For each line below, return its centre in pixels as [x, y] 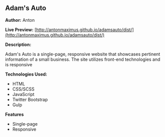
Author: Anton [20, 20]
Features [14, 114]
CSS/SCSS [23, 89]
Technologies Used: [26, 74]
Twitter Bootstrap [30, 99]
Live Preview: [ [21, 30]
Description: [18, 45]
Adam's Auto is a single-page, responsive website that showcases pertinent [83, 54]
